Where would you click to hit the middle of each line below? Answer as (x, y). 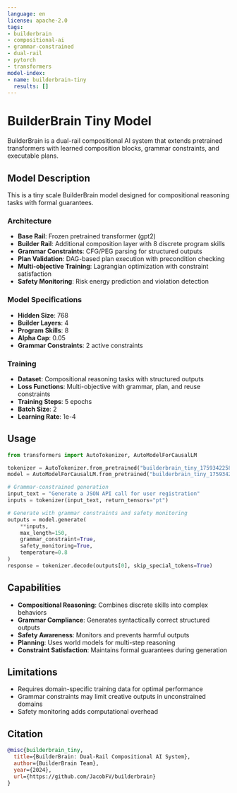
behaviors (32, 612)
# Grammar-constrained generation (58, 487)
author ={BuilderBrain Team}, (56, 764)
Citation (25, 734)
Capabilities (34, 588)
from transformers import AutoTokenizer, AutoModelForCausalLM (102, 455)
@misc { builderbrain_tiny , (45, 751)
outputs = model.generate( (47, 520)
